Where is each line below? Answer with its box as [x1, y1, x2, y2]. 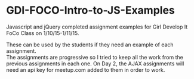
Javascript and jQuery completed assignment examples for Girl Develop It [6, 23, 188, 30]
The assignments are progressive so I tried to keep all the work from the [6, 53, 183, 61]
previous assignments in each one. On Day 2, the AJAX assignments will [6, 60, 184, 67]
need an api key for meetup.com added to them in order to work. [6, 66, 165, 73]
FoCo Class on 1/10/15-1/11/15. [6, 29, 79, 36]
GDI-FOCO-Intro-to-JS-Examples [6, 4, 175, 17]
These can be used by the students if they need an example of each [6, 41, 174, 48]
